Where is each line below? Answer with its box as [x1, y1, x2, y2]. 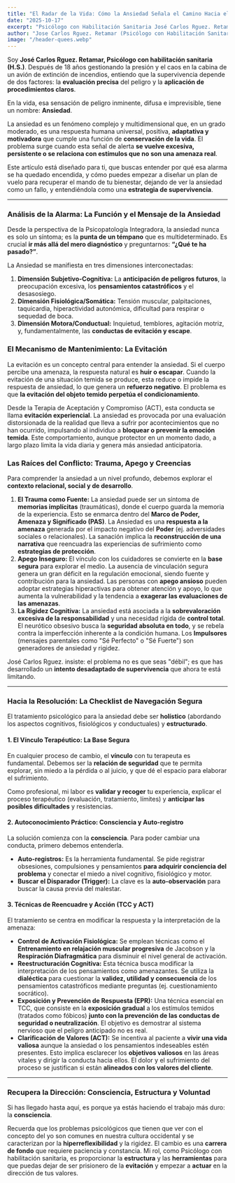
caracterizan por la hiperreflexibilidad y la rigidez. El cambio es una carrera [7, 1139, 227, 1148]
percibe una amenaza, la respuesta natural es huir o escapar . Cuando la [7, 367, 216, 376]
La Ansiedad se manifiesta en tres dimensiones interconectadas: [7, 261, 194, 269]
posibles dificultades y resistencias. [7, 802, 113, 811]
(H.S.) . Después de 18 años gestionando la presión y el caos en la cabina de [7, 63, 227, 71]
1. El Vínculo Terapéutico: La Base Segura [7, 736, 130, 744]
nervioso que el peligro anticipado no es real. [17, 1026, 148, 1035]
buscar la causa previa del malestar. [17, 884, 122, 892]
